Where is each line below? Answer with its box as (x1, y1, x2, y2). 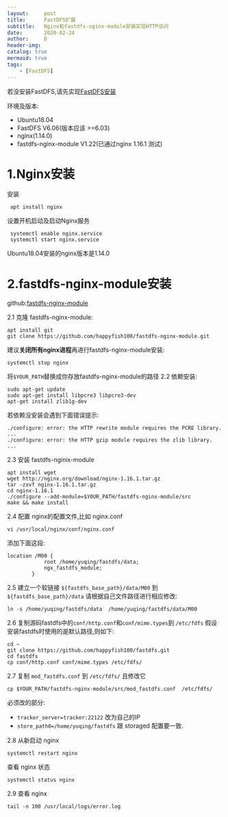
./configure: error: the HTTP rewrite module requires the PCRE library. (7, 425, 223, 432)
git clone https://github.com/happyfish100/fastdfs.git (7, 647, 170, 654)
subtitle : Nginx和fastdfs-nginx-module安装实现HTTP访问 (7, 23, 169, 30)
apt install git (7, 327, 53, 334)
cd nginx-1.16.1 (7, 487, 53, 494)
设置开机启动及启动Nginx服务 (7, 217, 90, 225)
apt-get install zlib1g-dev (7, 398, 88, 405)
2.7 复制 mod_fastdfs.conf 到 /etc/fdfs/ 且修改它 (7, 672, 147, 680)
